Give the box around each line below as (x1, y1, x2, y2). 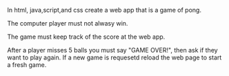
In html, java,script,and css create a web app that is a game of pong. (7, 6, 202, 14)
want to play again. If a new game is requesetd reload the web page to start (7, 53, 222, 61)
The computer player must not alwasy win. (7, 19, 128, 27)
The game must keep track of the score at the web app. (7, 32, 166, 41)
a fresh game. (7, 61, 47, 68)
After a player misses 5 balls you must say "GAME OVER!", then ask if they (7, 46, 219, 54)
